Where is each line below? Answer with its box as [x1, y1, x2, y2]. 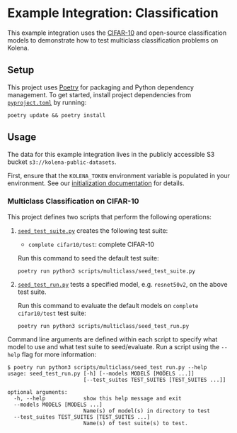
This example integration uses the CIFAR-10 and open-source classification [7, 28, 227, 37]
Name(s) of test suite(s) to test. [83, 420, 189, 427]
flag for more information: [21, 350, 97, 358]
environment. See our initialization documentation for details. [7, 179, 185, 187]
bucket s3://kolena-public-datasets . [7, 158, 117, 166]
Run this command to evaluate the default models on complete [17, 301, 199, 309]
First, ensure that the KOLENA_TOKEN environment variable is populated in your [7, 171, 230, 180]
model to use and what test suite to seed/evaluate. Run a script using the [7, 342, 220, 351]
